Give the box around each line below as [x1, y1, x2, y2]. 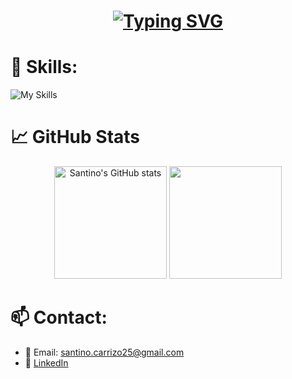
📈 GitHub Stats [10, 126, 141, 149]
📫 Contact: [10, 306, 108, 329]
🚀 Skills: [10, 56, 78, 79]
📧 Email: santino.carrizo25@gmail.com [24, 346, 185, 358]
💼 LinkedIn [24, 357, 69, 369]
